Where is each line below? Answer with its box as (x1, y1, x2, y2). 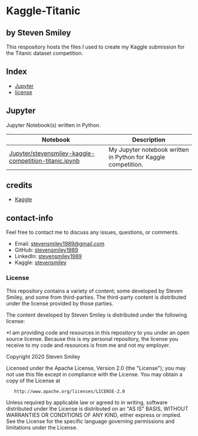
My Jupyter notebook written (108, 145, 189, 154)
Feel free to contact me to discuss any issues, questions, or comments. (6, 229, 179, 236)
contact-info (6, 213, 54, 223)
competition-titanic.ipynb (9, 157, 80, 165)
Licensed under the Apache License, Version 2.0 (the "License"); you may (6, 365, 186, 372)
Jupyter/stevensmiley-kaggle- (9, 149, 95, 157)
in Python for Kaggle (108, 152, 166, 161)
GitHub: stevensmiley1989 (14, 246, 78, 253)
